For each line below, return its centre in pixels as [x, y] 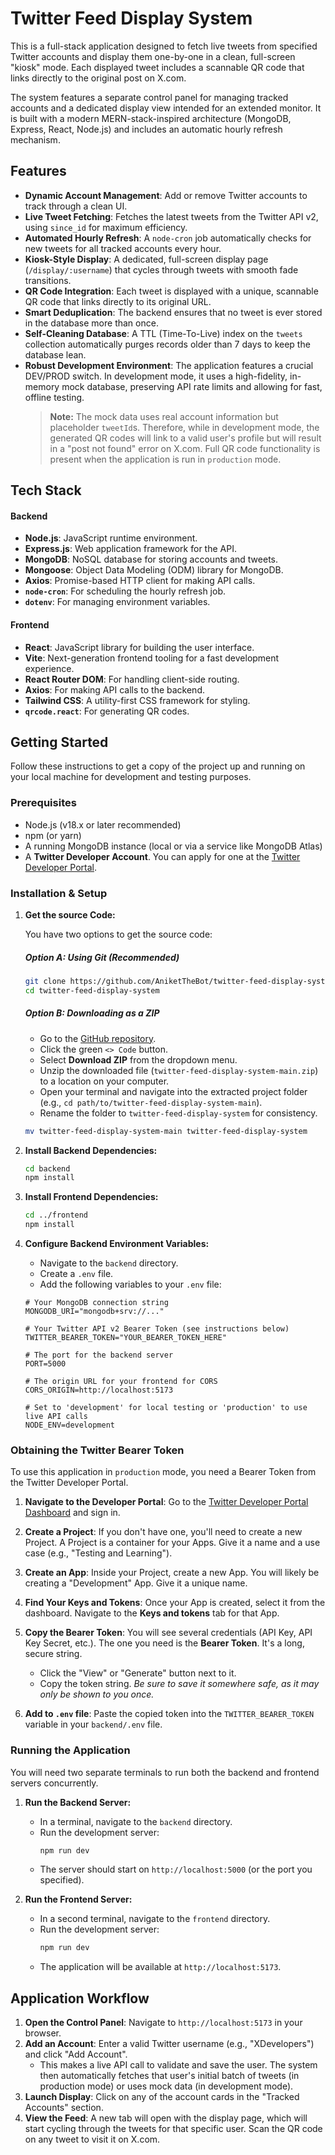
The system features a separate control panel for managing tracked [149, 97]
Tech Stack [46, 490]
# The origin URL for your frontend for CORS [121, 1382]
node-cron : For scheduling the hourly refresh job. [125, 591]
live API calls [56, 1417]
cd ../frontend [56, 1215]
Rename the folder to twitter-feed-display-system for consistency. [178, 1113]
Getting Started [59, 742]
